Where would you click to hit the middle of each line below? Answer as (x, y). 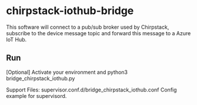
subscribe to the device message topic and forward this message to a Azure (98, 33)
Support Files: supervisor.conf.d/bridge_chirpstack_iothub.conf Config (92, 90)
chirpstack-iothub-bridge (70, 11)
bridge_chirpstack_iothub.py (41, 78)
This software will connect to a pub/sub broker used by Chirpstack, (88, 27)
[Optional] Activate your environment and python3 (67, 72)
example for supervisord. (36, 96)
